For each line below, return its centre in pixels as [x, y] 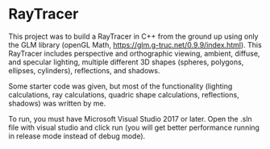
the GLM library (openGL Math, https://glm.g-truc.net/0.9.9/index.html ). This [135, 44]
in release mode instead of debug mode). [77, 136]
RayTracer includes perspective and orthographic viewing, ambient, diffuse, [134, 53]
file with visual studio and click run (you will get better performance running [134, 127]
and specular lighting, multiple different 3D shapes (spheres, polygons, [126, 62]
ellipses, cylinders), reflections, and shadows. [84, 70]
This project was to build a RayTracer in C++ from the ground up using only [133, 36]
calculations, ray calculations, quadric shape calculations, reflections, [124, 94]
